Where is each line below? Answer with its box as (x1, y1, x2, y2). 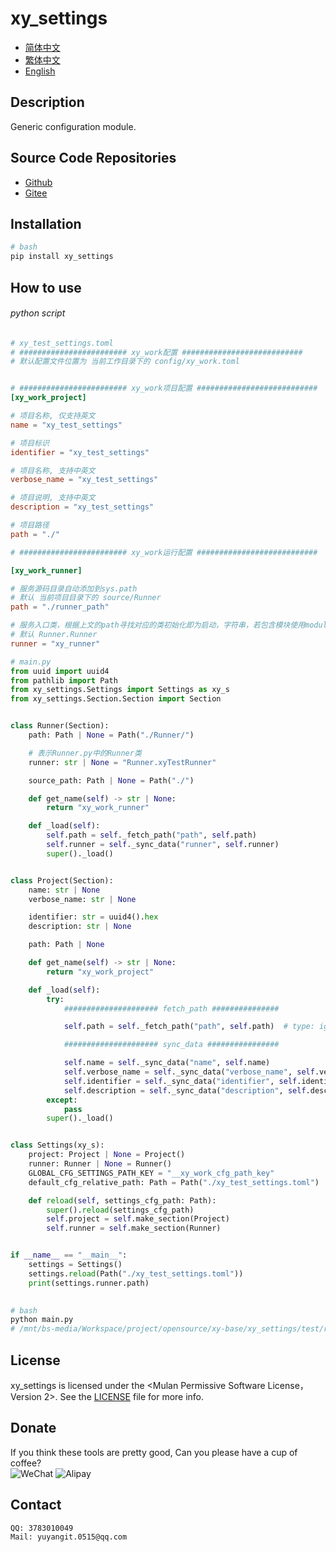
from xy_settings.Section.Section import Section (10, 694, 222, 704)
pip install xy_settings (10, 252, 114, 262)
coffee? (10, 1457, 42, 1469)
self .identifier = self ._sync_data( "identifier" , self (63, 1076, 298, 1086)
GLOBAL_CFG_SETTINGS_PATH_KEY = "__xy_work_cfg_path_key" (28, 1168, 275, 1178)
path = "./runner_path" (10, 602, 110, 612)
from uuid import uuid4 (10, 666, 110, 676)
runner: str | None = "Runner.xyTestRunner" (28, 757, 217, 767)
